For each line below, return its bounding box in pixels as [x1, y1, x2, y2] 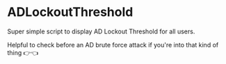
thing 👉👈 [7, 48, 39, 56]
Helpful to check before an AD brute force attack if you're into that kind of [7, 40, 219, 49]
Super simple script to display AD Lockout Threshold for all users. [7, 27, 195, 35]
